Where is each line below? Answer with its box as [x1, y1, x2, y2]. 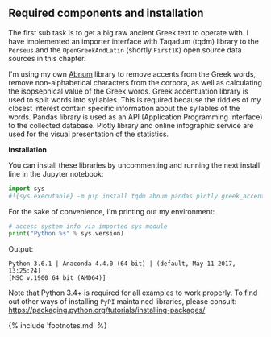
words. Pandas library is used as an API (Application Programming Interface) [8, 112, 263, 122]
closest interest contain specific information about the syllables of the [8, 103, 240, 113]
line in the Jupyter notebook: [8, 168, 104, 178]
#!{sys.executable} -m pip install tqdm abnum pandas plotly [8, 192, 219, 200]
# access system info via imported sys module [8, 222, 168, 231]
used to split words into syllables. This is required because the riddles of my [8, 94, 261, 104]
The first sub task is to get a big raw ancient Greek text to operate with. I [8, 27, 249, 37]
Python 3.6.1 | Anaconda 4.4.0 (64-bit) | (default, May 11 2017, [8, 260, 236, 268]
